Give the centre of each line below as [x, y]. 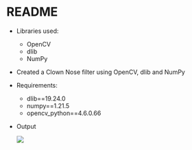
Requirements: [37, 85]
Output [26, 126]
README [32, 12]
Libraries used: [37, 31]
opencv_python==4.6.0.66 [64, 113]
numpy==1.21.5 [48, 105]
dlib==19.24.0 [46, 98]
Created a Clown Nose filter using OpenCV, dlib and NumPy [101, 72]
